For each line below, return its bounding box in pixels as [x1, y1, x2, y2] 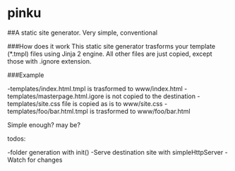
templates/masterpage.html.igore [7, 92, 104, 100]
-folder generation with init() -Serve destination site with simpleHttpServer [7, 148, 224, 156]
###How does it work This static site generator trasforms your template [7, 42, 216, 50]
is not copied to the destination [105, 92, 196, 100]
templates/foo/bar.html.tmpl [7, 107, 88, 115]
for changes [27, 155, 63, 164]
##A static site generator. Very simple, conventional [7, 28, 157, 37]
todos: [7, 134, 26, 143]
